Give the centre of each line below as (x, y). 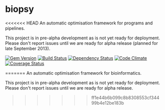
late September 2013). (28, 48)
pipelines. (15, 28)
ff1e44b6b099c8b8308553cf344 (125, 98)
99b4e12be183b (108, 103)
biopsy (20, 9)
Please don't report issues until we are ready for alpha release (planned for (82, 43)
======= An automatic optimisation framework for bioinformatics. (73, 73)
